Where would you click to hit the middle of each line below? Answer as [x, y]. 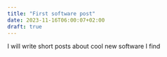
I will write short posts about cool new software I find [84, 47]
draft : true [25, 26]
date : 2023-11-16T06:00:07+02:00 [56, 20]
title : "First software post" [52, 14]
